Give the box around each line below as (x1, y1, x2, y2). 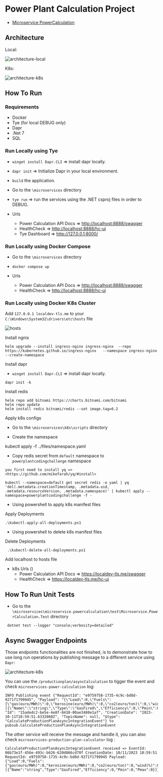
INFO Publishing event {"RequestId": (5, 693, 81, 698)
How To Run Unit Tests (5, 590, 75, 599)
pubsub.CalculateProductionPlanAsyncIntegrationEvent (5, 722, 116, 728)
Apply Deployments (5, 511, 45, 517)
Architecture (5, 34, 45, 42)
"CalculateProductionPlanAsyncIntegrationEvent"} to (5, 719, 114, 723)
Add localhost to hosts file (5, 556, 57, 562)
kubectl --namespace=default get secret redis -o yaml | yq (5, 480, 130, 485)
